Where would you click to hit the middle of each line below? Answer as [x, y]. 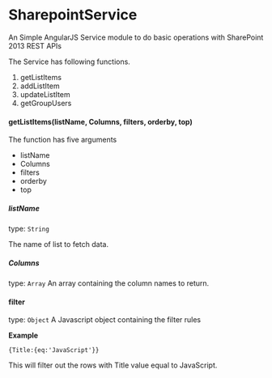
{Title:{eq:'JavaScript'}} [54, 350]
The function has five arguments [63, 140]
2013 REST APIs [35, 45]
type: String [29, 229]
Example [23, 336]
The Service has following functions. [70, 62]
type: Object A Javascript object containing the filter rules [104, 320]
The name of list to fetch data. [59, 244]
